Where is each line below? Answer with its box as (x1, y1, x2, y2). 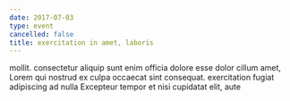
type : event (9, 21, 54, 30)
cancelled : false (9, 29, 74, 38)
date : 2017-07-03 (9, 13, 74, 22)
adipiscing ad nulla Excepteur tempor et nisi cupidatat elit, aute (9, 81, 242, 92)
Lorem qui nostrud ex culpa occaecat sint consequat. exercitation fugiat (9, 72, 275, 83)
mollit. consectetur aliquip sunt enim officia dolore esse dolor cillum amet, (9, 63, 282, 73)
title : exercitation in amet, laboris (9, 38, 154, 47)
